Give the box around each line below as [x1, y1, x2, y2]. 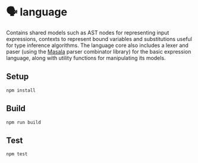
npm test [6, 151, 28, 157]
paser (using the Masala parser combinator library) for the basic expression [6, 48, 191, 55]
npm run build [6, 119, 42, 126]
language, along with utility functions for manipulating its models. [6, 54, 166, 61]
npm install [6, 87, 36, 93]
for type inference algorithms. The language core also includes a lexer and [6, 42, 189, 49]
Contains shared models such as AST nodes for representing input [6, 29, 169, 36]
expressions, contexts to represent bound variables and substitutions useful [6, 35, 192, 42]
